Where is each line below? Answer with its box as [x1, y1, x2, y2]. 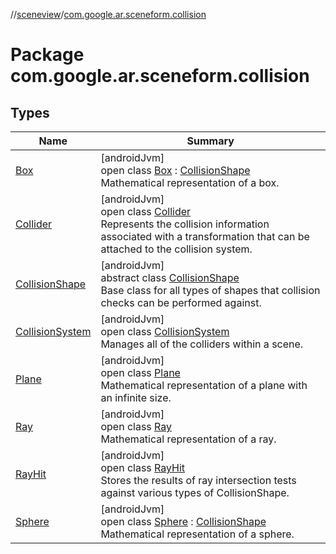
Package [10, 44, 85, 66]
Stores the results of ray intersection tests [100, 474, 297, 487]
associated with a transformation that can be [100, 230, 310, 243]
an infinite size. [100, 391, 172, 404]
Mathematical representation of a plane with [100, 379, 308, 392]
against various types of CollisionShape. [100, 486, 290, 499]
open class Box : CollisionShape [100, 164, 251, 177]
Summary [186, 134, 235, 148]
